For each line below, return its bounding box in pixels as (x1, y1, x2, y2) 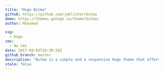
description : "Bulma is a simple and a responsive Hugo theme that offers (5, 57, 161, 62)
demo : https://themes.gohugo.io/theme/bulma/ (5, 16, 99, 21)
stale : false (5, 62, 32, 67)
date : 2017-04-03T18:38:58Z (5, 48, 62, 53)
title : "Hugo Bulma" (5, 7, 47, 12)
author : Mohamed (5, 21, 38, 26)
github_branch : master (5, 52, 51, 57)
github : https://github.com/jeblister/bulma (5, 12, 97, 17)
